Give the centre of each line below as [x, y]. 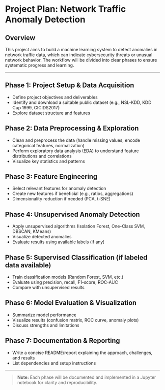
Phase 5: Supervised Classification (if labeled [76, 257]
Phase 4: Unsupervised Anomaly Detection [72, 214]
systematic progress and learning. [40, 65]
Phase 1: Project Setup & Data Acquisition [69, 85]
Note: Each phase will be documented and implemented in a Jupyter [86, 377]
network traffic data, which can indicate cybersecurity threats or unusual [79, 55]
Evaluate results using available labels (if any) [58, 242]
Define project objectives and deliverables [55, 97]
